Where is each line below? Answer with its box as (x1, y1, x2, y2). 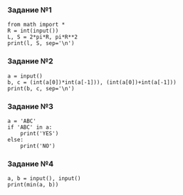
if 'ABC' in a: (7, 123, 53, 131)
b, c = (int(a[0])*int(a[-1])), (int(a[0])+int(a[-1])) (7, 78, 177, 86)
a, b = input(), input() (7, 175, 81, 182)
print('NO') (20, 142, 56, 149)
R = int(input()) (7, 27, 59, 35)
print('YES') (20, 130, 59, 137)
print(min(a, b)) (7, 181, 59, 189)
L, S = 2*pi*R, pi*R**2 (7, 33, 78, 41)
